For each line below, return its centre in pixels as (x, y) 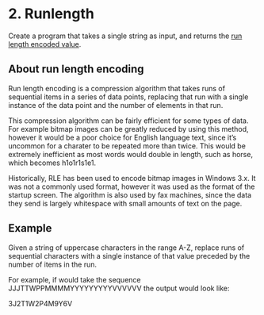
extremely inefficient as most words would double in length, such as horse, (131, 154)
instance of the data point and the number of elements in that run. (116, 105)
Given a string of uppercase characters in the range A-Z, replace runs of (126, 248)
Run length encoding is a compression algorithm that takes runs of (117, 88)
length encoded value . (45, 44)
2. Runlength (52, 14)
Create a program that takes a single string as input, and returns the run (125, 36)
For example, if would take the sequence (75, 279)
